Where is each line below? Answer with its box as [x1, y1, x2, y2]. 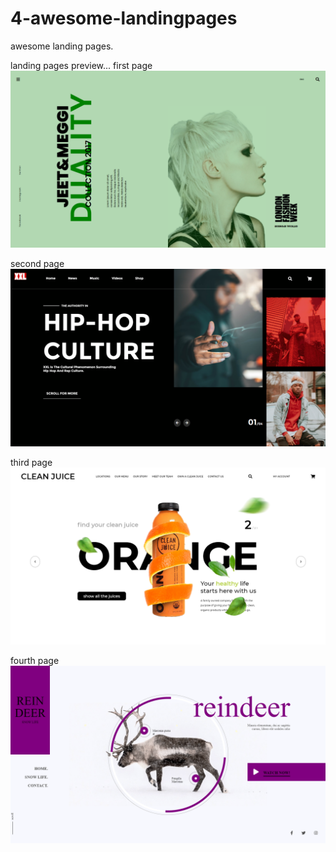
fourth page [10, 655, 60, 667]
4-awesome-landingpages [10, 7, 238, 30]
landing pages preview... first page [10, 59, 153, 71]
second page [10, 258, 65, 270]
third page [10, 456, 53, 468]
